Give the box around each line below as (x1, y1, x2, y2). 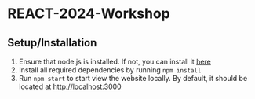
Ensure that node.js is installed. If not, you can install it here (18, 57, 211, 66)
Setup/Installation (7, 36, 97, 49)
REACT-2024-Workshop (7, 5, 170, 23)
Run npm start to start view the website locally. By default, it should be (18, 74, 248, 82)
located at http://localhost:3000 (18, 82, 122, 91)
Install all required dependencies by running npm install (18, 65, 202, 75)
